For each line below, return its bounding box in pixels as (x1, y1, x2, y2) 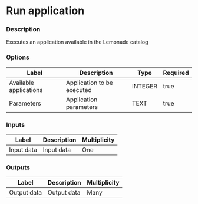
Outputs (6, 163, 31, 172)
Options (6, 53, 29, 61)
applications (9, 85, 43, 94)
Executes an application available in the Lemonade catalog (6, 38, 148, 45)
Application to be (65, 78, 113, 87)
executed (65, 85, 93, 94)
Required (163, 68, 189, 77)
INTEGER (131, 82, 158, 90)
